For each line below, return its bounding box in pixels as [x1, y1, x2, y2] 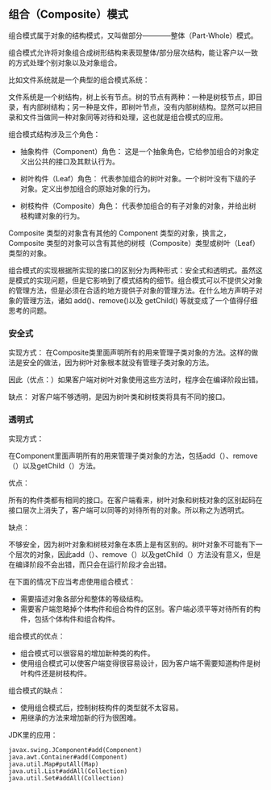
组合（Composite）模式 [8, 7, 129, 22]
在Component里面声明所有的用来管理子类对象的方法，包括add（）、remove [8, 451, 258, 461]
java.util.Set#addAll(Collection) [8, 775, 125, 783]
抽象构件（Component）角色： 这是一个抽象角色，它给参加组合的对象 [19, 146, 252, 156]
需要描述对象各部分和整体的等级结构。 [19, 594, 148, 604]
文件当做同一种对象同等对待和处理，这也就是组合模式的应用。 [22, 112, 227, 122]
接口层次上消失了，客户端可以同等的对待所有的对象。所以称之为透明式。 [8, 505, 248, 515]
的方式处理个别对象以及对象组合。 [8, 57, 122, 67]
